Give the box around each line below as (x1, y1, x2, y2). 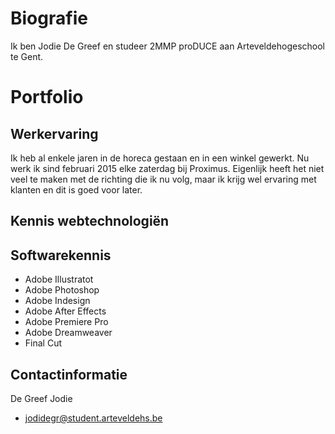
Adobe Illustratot (24, 273, 94, 286)
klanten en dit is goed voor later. (10, 183, 143, 196)
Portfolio (10, 86, 84, 109)
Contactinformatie (10, 366, 128, 383)
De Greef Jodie (10, 392, 73, 404)
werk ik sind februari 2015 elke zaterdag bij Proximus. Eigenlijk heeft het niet (10, 162, 325, 174)
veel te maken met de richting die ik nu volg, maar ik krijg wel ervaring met (10, 173, 317, 185)
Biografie (10, 7, 88, 30)
